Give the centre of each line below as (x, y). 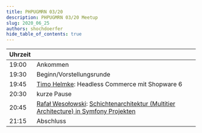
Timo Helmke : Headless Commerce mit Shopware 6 (109, 84)
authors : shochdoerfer (35, 29)
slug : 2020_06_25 (28, 23)
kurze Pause (54, 94)
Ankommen (53, 65)
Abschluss (51, 121)
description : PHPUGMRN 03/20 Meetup (52, 17)
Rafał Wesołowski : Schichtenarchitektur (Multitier (106, 104)
